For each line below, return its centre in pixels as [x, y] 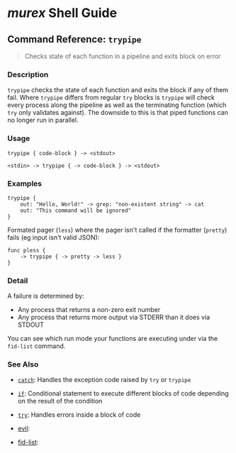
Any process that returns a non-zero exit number [89, 310]
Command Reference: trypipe [74, 39]
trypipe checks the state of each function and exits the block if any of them [118, 90]
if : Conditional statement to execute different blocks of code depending [123, 393]
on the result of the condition [60, 401]
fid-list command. [36, 346]
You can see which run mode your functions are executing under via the [113, 339]
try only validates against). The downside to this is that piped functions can [118, 113]
